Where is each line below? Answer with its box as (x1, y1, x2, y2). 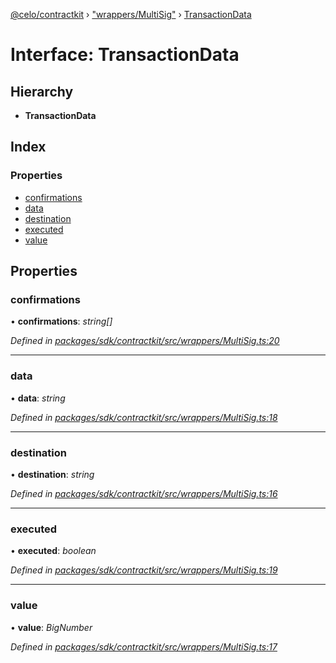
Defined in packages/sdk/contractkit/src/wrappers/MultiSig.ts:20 (10, 335, 280, 347)
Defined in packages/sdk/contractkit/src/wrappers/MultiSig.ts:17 (10, 640, 278, 653)
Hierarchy (10, 83, 74, 100)
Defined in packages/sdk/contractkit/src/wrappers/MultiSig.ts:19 (10, 564, 278, 576)
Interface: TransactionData (10, 44, 240, 66)
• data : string (10, 392, 66, 404)
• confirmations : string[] (10, 315, 113, 328)
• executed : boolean (10, 545, 97, 557)
